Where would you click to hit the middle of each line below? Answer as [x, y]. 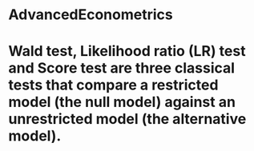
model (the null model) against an [122, 102]
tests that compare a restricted [113, 85]
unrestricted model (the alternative [127, 119]
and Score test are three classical [121, 68]
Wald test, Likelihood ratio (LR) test [127, 52]
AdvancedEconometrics [91, 15]
